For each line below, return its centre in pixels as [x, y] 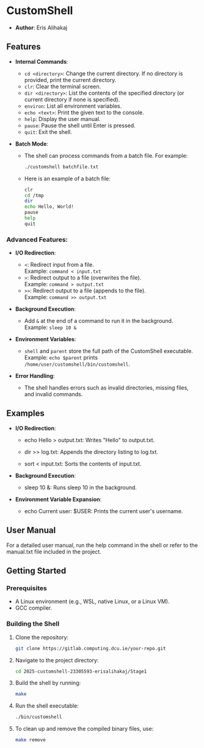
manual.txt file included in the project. [54, 552]
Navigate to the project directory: [57, 660]
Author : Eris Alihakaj [41, 28]
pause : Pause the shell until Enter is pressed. [80, 125]
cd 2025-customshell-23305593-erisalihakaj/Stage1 [81, 671]
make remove [30, 740]
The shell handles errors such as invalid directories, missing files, [107, 388]
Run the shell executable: [47, 706]
